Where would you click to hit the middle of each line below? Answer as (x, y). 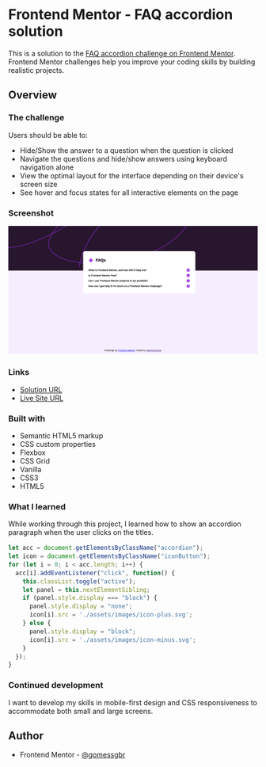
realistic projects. (36, 70)
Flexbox (32, 452)
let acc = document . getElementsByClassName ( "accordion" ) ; (106, 548)
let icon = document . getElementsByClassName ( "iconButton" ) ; (110, 556)
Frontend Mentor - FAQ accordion (121, 15)
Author (26, 736)
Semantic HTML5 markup (61, 435)
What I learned (37, 506)
